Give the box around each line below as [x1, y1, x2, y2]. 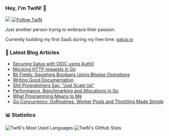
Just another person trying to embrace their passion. [5, 26, 116, 32]
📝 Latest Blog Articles [5, 49, 60, 56]
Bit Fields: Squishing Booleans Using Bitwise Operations [12, 71, 130, 78]
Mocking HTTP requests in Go [12, 66, 76, 72]
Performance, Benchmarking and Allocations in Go [12, 87, 119, 93]
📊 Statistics [5, 111, 36, 118]
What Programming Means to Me [12, 93, 82, 99]
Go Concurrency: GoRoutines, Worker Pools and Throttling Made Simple [12, 98, 164, 105]
